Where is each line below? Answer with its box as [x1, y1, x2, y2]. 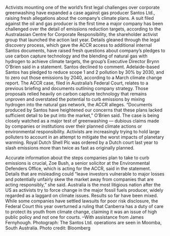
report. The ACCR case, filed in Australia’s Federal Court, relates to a [5, 80, 149, 86]
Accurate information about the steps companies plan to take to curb [5, 155, 150, 161]
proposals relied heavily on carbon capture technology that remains [5, 91, 147, 97]
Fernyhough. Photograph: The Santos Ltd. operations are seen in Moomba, [5, 220, 162, 225]
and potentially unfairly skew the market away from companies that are [5, 176, 154, 182]
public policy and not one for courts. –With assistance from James [5, 214, 144, 220]
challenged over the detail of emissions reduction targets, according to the [5, 26, 161, 32]
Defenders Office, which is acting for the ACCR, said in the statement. [5, 165, 151, 171]
